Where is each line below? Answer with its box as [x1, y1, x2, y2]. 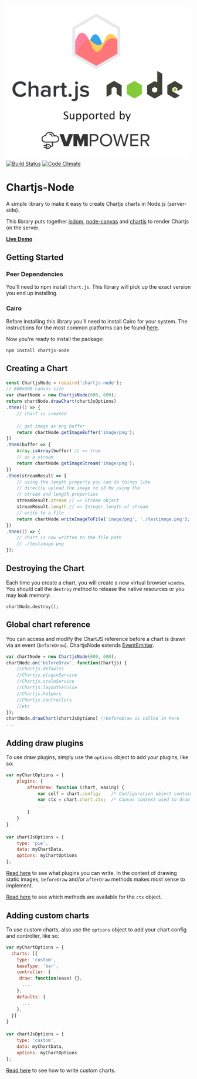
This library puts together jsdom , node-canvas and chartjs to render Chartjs [6, 218, 189, 225]
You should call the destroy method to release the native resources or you [6, 585, 185, 592]
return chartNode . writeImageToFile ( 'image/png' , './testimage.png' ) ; [16, 516, 191, 522]
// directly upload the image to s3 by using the [16, 485, 141, 491]
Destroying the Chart [6, 563, 85, 573]
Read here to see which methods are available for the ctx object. [6, 893, 162, 901]
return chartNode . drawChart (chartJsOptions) [6, 399, 117, 405]
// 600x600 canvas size [6, 386, 64, 392]
